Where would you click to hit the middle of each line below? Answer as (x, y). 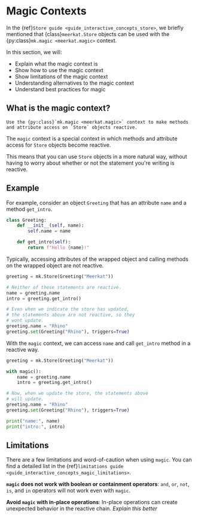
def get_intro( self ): (44, 242)
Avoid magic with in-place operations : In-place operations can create (92, 502)
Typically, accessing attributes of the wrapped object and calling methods (97, 259)
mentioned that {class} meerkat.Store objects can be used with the (88, 34)
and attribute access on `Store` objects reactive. (72, 127)
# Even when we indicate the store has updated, (68, 309)
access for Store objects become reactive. (59, 145)
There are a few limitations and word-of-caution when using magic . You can (99, 460)
